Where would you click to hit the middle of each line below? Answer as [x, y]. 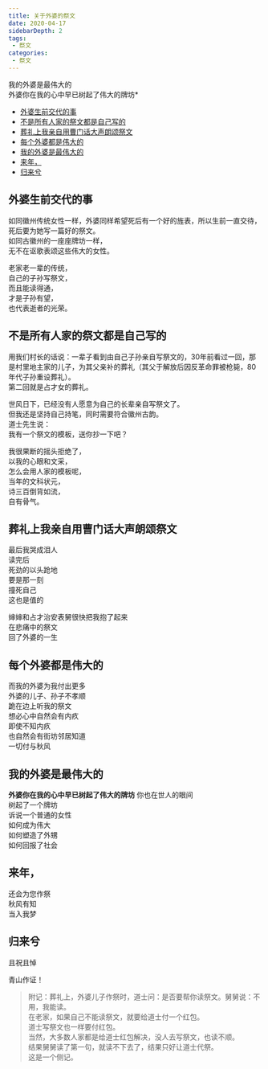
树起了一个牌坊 [33, 805]
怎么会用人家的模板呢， [47, 471]
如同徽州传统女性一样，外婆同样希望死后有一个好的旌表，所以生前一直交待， [135, 220]
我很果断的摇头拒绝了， [47, 451]
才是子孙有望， [33, 297]
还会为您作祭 [29, 894]
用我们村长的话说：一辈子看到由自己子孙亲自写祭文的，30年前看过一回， [129, 356]
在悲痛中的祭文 [33, 627]
